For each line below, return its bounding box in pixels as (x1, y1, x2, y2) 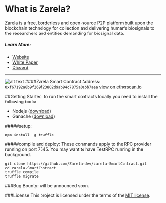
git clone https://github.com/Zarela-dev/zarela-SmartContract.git (5, 161, 147, 166)
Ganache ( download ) (12, 113, 55, 119)
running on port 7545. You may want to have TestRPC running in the (5, 146, 144, 152)
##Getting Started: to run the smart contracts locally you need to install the (5, 93, 158, 99)
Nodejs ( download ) (12, 108, 52, 114)
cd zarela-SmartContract (5, 165, 56, 170)
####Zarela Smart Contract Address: (25, 78, 101, 84)
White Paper (12, 59, 38, 65)
